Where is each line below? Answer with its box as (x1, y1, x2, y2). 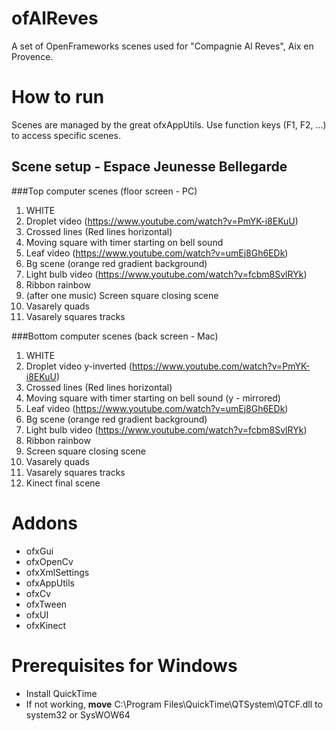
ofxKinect (25, 619, 67, 631)
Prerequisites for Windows (11, 654, 238, 677)
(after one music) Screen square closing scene (25, 289, 219, 301)
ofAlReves (11, 7, 99, 30)
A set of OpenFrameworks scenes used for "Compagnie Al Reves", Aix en (11, 40, 314, 52)
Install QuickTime (25, 687, 98, 699)
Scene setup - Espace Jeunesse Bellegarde (11, 158, 288, 176)
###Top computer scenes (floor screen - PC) (11, 185, 198, 197)
